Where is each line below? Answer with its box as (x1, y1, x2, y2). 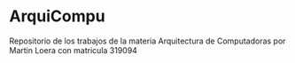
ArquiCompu (9, 6, 105, 27)
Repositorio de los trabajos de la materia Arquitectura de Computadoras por (9, 35, 286, 46)
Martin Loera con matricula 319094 (9, 44, 137, 55)
